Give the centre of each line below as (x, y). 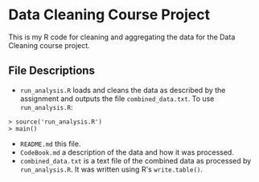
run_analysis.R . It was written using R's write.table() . (111, 169)
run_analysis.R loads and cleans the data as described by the (123, 90)
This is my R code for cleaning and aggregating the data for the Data (122, 37)
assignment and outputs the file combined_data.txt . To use (117, 99)
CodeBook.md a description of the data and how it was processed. (127, 152)
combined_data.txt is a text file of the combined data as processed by (136, 160)
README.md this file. (50, 144)
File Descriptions (51, 71)
